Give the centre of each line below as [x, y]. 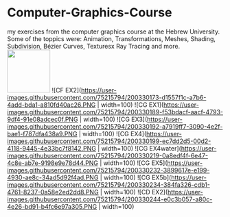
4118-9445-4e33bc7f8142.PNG [51, 148]
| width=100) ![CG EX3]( [113, 119]
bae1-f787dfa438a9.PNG [42, 133]
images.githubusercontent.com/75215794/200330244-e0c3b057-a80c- [110, 199]
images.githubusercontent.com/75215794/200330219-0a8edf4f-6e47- [107, 155]
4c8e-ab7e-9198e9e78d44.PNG [53, 163]
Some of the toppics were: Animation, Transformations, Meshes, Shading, [112, 38]
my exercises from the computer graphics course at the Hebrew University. [114, 31]
